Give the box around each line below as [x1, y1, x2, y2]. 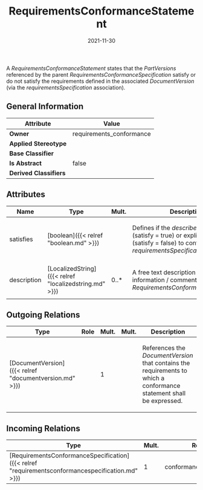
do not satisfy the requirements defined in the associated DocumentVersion [6, 77, 195, 85]
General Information [6, 102, 84, 112]
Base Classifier [9, 149, 54, 158]
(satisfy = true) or [132, 231, 182, 239]
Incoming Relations [6, 423, 80, 433]
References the [142, 344, 186, 352]
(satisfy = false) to [132, 239, 184, 247]
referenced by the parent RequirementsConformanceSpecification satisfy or [6, 71, 196, 78]
